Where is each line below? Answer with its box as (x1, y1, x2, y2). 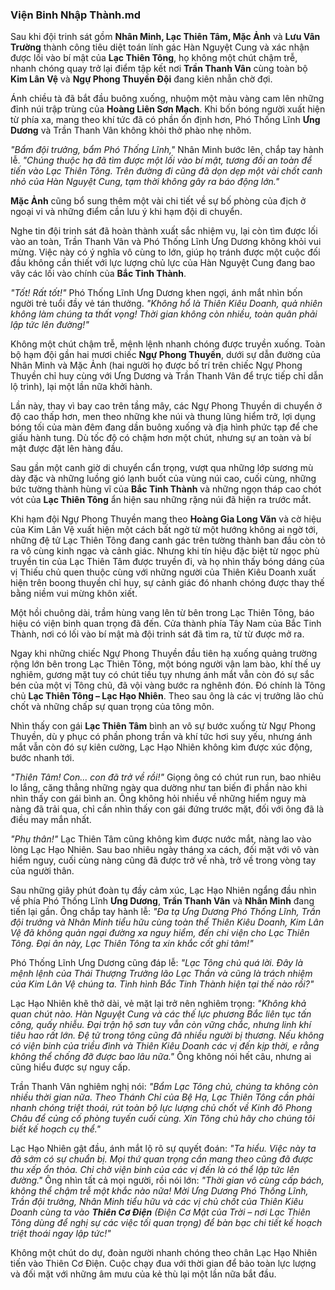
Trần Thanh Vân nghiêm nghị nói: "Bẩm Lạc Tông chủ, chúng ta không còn (10, 1081, 319, 1093)
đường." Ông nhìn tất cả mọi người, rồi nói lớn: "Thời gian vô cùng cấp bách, (10, 1174, 325, 1187)
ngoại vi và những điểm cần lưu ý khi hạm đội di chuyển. (10, 206, 243, 218)
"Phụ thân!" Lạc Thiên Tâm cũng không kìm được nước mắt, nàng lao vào (10, 833, 312, 845)
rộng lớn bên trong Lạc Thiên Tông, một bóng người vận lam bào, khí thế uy (10, 658, 322, 670)
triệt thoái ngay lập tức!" (10, 1228, 112, 1240)
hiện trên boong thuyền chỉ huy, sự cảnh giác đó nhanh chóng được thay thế (10, 577, 325, 589)
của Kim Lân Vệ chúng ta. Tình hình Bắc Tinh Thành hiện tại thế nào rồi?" (10, 978, 315, 990)
